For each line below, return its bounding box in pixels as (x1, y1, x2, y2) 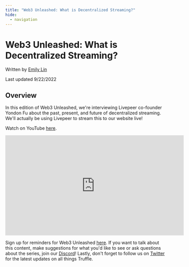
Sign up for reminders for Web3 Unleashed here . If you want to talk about (5, 240, 159, 246)
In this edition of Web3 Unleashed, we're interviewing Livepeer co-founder (5, 105, 162, 111)
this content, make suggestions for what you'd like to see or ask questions (5, 245, 161, 251)
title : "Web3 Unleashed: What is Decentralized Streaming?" (5, 7, 136, 13)
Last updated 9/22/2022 (5, 76, 57, 82)
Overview (5, 91, 37, 100)
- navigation (10, 17, 38, 22)
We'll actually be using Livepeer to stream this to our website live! (5, 115, 143, 122)
